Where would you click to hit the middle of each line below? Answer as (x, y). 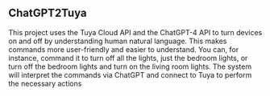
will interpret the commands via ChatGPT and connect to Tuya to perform (130, 74)
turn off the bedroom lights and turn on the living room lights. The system (130, 66)
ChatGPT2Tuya (48, 13)
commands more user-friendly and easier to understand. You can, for (124, 49)
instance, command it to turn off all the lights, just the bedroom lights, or (128, 58)
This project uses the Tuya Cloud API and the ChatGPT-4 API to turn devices (135, 32)
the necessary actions (45, 83)
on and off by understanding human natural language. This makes (118, 41)
